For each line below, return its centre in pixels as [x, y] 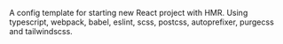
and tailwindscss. [41, 31]
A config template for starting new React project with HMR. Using [129, 13]
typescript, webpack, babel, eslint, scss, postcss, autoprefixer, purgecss [142, 22]
